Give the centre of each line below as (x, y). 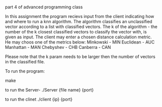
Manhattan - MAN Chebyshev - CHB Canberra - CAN (58, 47)
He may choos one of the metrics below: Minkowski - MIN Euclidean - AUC (80, 42)
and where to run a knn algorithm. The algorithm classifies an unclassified (79, 22)
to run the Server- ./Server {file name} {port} (49, 90)
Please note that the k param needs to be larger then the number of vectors (80, 57)
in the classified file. (25, 62)
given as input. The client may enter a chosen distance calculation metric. (79, 37)
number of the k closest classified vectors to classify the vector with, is (76, 32)
